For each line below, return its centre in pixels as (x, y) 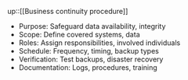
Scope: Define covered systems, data (79, 35)
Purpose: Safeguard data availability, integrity (92, 26)
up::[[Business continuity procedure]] (68, 11)
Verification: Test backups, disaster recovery (91, 59)
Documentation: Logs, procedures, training (88, 68)
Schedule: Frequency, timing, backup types (89, 51)
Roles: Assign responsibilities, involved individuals (99, 43)
